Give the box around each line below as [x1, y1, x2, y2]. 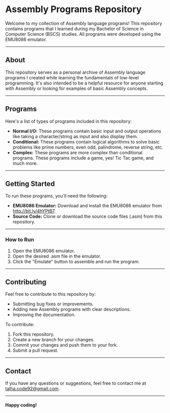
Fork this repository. [12, 331, 55, 337]
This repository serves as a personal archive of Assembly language [5, 69, 146, 75]
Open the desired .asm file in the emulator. [12, 253, 101, 259]
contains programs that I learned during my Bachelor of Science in [5, 25, 144, 31]
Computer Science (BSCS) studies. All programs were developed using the [5, 31, 161, 37]
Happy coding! [5, 402, 37, 408]
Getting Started [5, 179, 55, 188]
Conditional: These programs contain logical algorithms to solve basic [12, 139, 160, 145]
